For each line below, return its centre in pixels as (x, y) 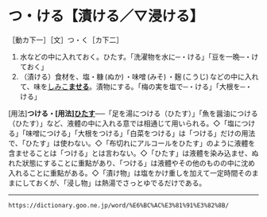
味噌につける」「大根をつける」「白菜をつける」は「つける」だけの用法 (140, 133)
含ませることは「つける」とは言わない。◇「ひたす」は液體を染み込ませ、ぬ (133, 153)
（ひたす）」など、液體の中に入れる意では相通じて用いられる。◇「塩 (122, 123)
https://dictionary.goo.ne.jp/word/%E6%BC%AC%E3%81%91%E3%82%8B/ (118, 205)
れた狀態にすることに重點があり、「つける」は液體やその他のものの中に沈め (132, 163)
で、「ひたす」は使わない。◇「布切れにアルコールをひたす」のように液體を (132, 143)
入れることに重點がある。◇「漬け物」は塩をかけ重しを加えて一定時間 (123, 172)
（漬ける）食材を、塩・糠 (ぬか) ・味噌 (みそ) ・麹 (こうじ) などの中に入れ (139, 76)
